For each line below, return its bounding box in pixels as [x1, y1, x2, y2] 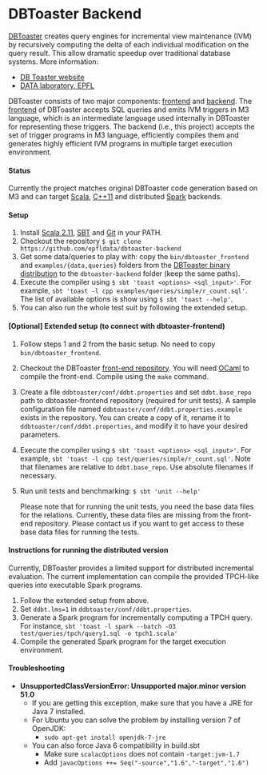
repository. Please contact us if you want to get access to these [34, 518, 245, 528]
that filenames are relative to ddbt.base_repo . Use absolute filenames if [19, 461, 254, 472]
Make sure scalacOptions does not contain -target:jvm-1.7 [43, 749, 241, 758]
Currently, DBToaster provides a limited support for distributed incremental [8, 563, 254, 573]
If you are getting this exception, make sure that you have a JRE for [31, 697, 253, 708]
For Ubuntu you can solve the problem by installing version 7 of [31, 715, 241, 725]
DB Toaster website [19, 72, 85, 82]
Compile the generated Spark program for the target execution [19, 637, 226, 646]
